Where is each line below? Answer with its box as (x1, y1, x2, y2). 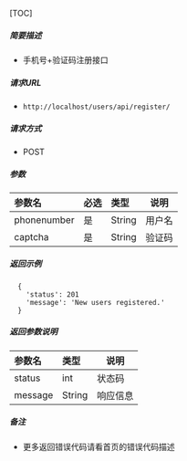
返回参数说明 (9, 326, 57, 337)
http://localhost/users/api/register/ (22, 102, 171, 111)
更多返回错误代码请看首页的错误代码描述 (22, 441, 175, 452)
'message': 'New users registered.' (26, 298, 166, 307)
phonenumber (14, 214, 75, 226)
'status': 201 (26, 289, 79, 299)
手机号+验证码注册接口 (22, 54, 109, 65)
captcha (14, 230, 49, 243)
